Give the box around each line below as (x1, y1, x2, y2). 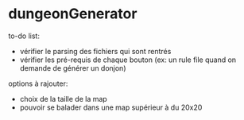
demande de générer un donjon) (19, 63, 126, 72)
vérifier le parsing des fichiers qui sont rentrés (19, 46, 172, 56)
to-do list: (8, 31, 40, 41)
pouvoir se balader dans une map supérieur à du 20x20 (19, 103, 203, 112)
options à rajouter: (8, 79, 68, 88)
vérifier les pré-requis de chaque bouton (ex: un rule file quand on (19, 55, 237, 64)
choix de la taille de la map (19, 94, 107, 103)
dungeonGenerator (8, 5, 137, 23)
